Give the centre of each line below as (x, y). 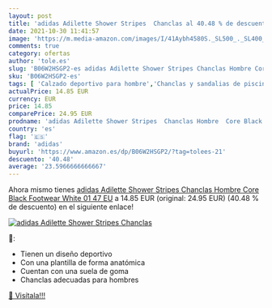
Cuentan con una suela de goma (74, 272)
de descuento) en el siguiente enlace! (71, 207)
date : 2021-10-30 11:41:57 (54, 31)
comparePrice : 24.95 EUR (50, 114)
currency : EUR (32, 99)
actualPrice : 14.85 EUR (49, 91)
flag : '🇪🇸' (28, 136)
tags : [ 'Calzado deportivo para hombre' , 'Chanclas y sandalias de (125, 83)
